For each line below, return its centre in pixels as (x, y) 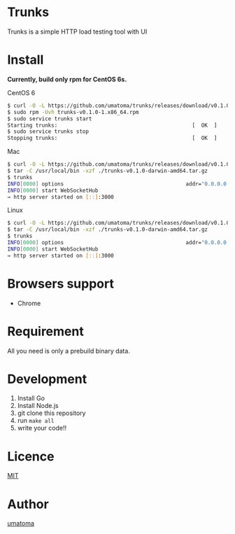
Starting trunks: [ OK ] (112, 125)
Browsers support (60, 283)
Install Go (31, 398)
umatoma (21, 524)
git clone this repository (51, 413)
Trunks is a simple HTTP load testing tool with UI (77, 31)
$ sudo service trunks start (50, 119)
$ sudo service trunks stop (48, 132)
